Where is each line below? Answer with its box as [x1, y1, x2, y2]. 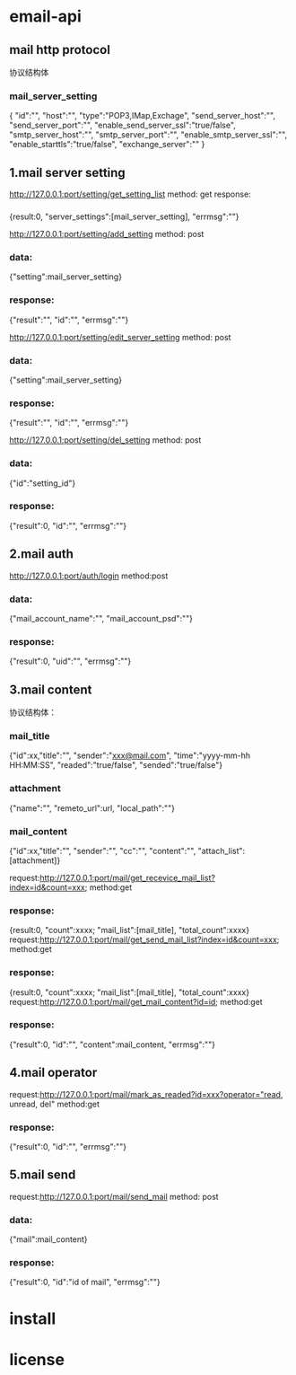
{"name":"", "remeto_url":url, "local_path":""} [9, 802, 176, 814]
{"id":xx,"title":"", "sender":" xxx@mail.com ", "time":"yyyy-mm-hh [9, 750, 251, 761]
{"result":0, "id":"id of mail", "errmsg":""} [9, 1277, 161, 1288]
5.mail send [9, 1168, 76, 1183]
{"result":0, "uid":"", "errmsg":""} [9, 656, 132, 666]
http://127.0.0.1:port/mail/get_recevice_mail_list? [39, 872, 215, 883]
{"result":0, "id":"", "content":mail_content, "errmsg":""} [9, 1039, 216, 1050]
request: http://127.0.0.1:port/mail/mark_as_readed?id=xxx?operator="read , [9, 1089, 283, 1099]
